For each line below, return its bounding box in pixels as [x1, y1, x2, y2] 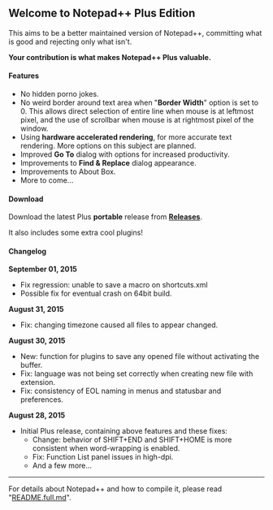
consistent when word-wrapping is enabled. [32, 443, 180, 453]
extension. [19, 378, 55, 387]
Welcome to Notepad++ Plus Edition [8, 6, 196, 20]
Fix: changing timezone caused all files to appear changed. [19, 320, 219, 330]
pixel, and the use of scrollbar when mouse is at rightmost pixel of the [19, 115, 254, 125]
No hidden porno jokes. [19, 89, 99, 99]
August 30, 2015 [8, 336, 66, 346]
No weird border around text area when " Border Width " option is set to [19, 97, 258, 108]
